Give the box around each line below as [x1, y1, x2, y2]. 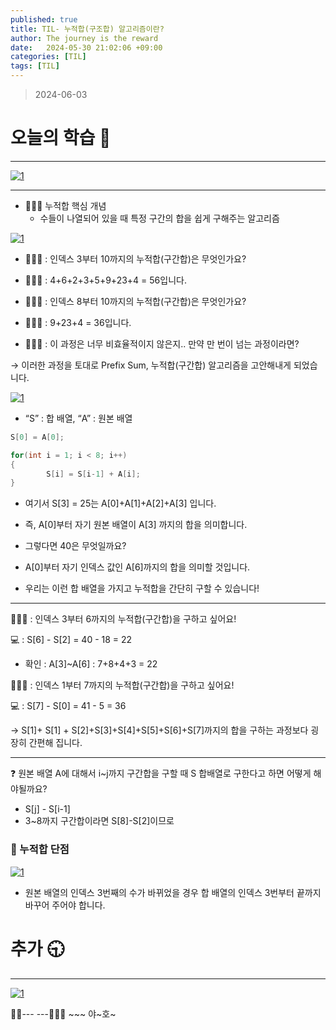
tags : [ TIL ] [10, 61, 60, 71]
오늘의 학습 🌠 [10, 127, 112, 150]
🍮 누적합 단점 [10, 842, 70, 856]
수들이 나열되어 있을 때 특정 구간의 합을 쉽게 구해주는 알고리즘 [39, 212, 280, 224]
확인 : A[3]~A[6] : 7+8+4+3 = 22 [24, 658, 158, 670]
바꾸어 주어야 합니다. [24, 899, 106, 911]
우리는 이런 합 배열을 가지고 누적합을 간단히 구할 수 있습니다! [24, 582, 260, 595]
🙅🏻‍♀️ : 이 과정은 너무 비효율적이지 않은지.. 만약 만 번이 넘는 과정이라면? [24, 337, 300, 350]
